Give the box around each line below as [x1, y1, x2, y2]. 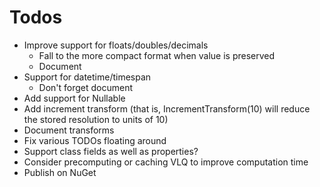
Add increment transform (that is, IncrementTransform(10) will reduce [23, 102, 311, 115]
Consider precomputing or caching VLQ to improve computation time [23, 156, 309, 168]
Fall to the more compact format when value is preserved [38, 49, 276, 61]
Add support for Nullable [23, 92, 126, 104]
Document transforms [23, 124, 115, 136]
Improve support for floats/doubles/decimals [23, 39, 209, 51]
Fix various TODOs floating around [23, 134, 167, 146]
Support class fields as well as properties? [23, 145, 199, 157]
